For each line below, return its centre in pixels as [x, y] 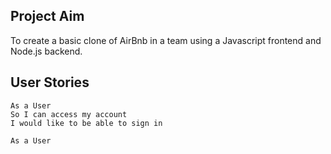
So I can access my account [69, 114]
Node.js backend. [46, 51]
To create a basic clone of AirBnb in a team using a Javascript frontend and [166, 40]
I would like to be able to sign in [86, 123]
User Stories [50, 82]
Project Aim [47, 16]
